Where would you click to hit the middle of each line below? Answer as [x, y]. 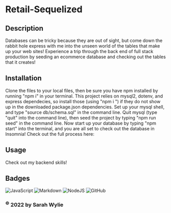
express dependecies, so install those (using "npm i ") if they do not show [83, 101]
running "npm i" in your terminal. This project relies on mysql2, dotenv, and [84, 96]
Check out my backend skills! [36, 162]
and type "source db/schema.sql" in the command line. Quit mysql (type [81, 112]
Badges [18, 179]
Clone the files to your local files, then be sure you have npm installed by [82, 90]
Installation [23, 78]
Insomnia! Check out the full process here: [50, 134]
